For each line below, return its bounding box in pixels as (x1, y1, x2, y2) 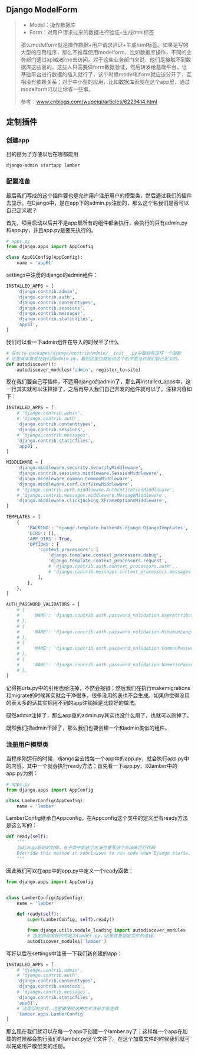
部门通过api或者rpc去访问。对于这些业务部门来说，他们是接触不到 (25, 56, 186, 63)
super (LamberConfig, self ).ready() (27, 917, 115, 923)
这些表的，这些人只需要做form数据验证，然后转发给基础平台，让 (31, 63, 187, 70)
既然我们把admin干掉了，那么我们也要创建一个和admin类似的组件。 (6, 724, 170, 731)
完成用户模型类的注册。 (11, 1043, 68, 1050)
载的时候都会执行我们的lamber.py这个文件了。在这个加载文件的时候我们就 (6, 1036, 185, 1043)
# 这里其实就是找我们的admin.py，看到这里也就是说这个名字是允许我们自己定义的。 (6, 356, 181, 362)
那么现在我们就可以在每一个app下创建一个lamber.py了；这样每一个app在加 (6, 1028, 188, 1035)
